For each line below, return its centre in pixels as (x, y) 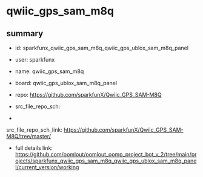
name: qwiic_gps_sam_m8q (49, 71)
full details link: (34, 148)
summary (25, 34)
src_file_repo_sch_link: (34, 130)
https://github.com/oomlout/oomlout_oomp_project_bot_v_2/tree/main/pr (106, 154)
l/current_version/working (47, 167)
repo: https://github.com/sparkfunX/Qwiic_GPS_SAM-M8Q (88, 95)
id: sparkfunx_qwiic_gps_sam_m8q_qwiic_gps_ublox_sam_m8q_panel (102, 48)
